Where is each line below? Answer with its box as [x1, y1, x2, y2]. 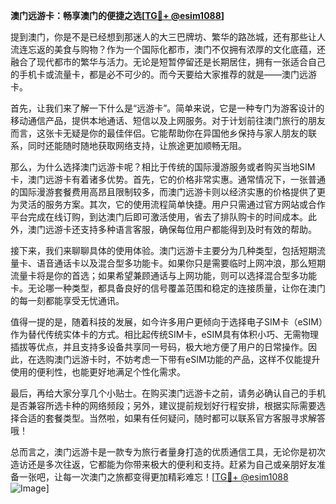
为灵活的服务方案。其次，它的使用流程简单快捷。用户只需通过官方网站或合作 [10, 199, 326, 210]
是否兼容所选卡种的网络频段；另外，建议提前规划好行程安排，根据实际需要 [10, 400, 317, 411]
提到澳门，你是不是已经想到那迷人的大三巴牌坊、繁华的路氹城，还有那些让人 [10, 31, 326, 43]
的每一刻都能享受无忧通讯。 [10, 295, 125, 306]
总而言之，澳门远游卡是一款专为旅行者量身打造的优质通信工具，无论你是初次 [10, 446, 326, 458]
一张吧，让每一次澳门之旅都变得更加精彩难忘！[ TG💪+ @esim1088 [18, 471, 289, 483]
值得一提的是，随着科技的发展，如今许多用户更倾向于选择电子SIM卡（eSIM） [10, 316, 323, 328]
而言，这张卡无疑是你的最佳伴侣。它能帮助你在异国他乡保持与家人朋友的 [10, 127, 308, 139]
